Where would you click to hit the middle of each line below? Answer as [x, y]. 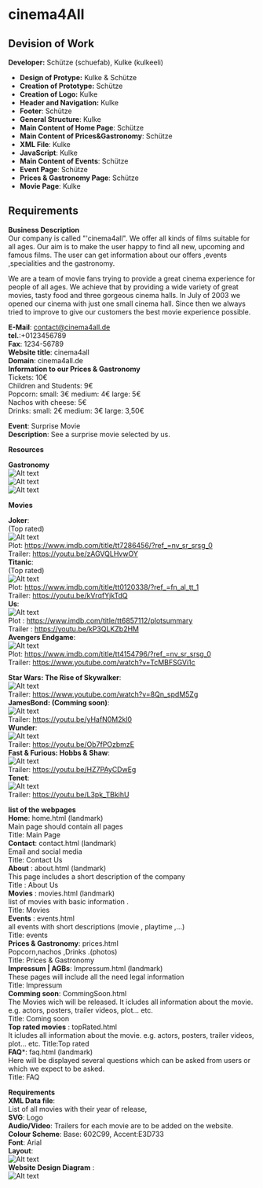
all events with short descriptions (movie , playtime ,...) [97, 926]
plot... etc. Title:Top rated [49, 1043]
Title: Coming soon [39, 1018]
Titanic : [21, 562]
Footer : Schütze [46, 111]
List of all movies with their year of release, [78, 1109]
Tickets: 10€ [28, 377]
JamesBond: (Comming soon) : [59, 702]
